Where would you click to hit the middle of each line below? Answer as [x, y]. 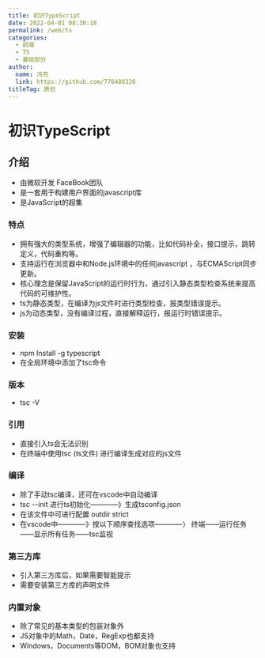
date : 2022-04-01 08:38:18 [53, 23]
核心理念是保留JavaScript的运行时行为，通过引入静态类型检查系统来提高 [138, 283]
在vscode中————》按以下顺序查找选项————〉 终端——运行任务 [133, 524]
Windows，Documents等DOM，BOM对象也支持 [98, 646]
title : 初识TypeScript [44, 15]
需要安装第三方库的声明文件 [65, 585]
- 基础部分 [31, 60]
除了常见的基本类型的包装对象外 [72, 626]
